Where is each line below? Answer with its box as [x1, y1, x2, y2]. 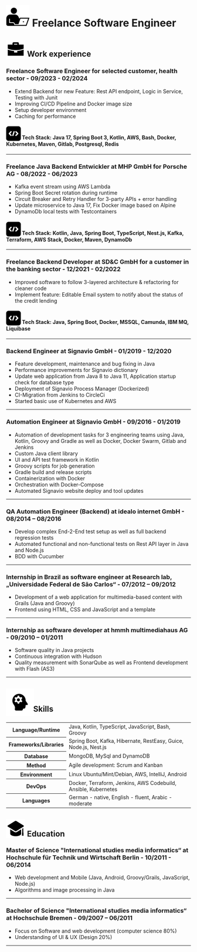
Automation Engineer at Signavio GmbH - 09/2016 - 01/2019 [6, 418, 181, 426]
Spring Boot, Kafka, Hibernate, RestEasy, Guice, [69, 738, 184, 745]
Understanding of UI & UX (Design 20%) [14, 933, 113, 940]
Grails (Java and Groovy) [14, 600, 75, 607]
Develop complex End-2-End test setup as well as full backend [14, 528, 167, 535]
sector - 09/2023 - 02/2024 [6, 74, 88, 83]
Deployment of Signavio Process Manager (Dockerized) [14, 385, 150, 393]
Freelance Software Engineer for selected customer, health [6, 67, 178, 75]
